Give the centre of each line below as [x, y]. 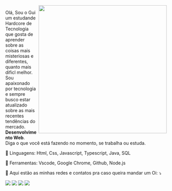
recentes [15, 116]
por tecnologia [21, 89]
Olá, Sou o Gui [20, 13]
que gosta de [19, 34]
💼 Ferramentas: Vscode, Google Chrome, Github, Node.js [66, 163]
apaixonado [18, 83]
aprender [15, 40]
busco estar [18, 100]
